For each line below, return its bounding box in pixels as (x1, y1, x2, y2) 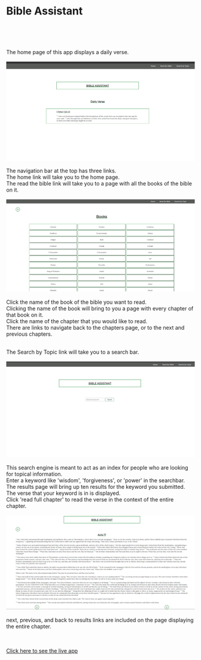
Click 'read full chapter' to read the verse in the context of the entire (6, 495, 174, 503)
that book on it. (6, 311, 44, 318)
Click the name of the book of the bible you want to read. (6, 298, 147, 306)
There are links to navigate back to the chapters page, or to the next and (6, 324, 185, 331)
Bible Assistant (6, 4, 83, 18)
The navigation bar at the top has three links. (6, 167, 117, 175)
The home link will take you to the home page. (6, 174, 120, 181)
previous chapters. (6, 330, 53, 338)
